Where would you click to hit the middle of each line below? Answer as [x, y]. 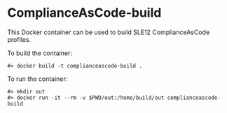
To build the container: [40, 53]
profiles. [19, 39]
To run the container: [37, 79]
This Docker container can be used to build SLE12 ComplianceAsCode [109, 32]
